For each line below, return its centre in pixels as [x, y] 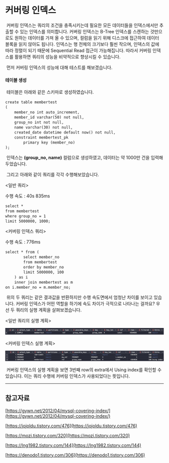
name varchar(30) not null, [44, 127]
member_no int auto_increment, [47, 112]
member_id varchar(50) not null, [49, 117]
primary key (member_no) [49, 143]
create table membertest [31, 102]
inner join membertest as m [44, 283]
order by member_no [44, 268]
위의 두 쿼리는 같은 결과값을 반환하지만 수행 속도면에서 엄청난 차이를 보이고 [79, 297]
